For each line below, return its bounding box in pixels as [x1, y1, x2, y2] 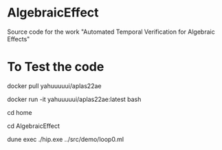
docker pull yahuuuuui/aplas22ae [7, 81, 102, 90]
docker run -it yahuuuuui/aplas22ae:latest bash [7, 95, 142, 103]
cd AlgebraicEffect [7, 122, 60, 130]
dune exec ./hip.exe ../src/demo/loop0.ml [7, 135, 124, 143]
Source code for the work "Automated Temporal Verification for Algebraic [7, 28, 215, 36]
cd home [7, 108, 32, 116]
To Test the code [7, 59, 104, 75]
